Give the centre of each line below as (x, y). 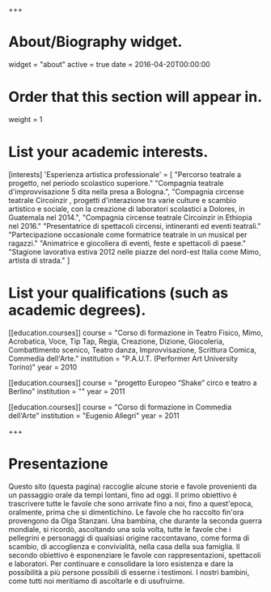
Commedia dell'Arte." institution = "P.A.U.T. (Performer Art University (123, 358)
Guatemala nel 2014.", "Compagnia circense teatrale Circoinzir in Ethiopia (130, 217)
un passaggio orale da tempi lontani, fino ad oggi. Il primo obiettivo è (123, 495)
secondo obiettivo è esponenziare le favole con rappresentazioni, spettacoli (135, 555)
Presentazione (58, 464)
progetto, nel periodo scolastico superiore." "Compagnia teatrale (116, 183)
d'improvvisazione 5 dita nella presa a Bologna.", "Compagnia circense (126, 192)
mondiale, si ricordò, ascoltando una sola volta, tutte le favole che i (120, 529)
